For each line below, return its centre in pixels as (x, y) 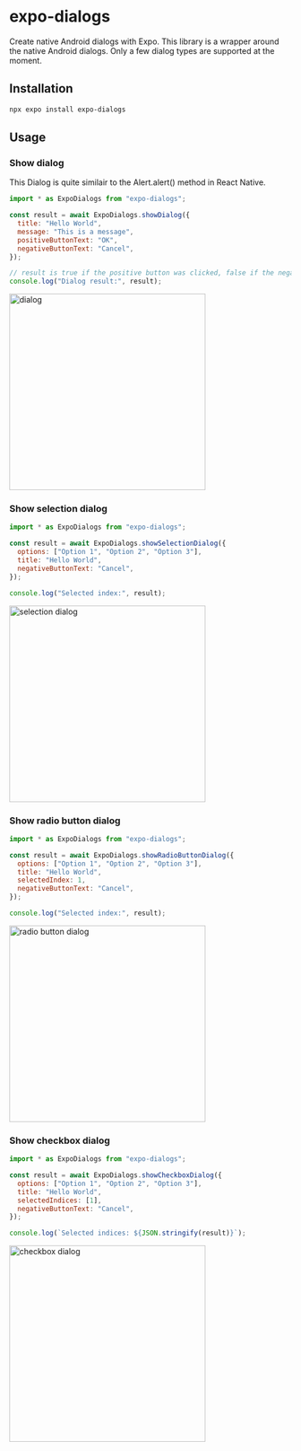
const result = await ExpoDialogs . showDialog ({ (100, 215)
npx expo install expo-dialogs (68, 110)
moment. (26, 60)
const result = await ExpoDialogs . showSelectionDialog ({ (118, 544)
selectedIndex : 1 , (52, 880)
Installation (41, 88)
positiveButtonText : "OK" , (68, 240)
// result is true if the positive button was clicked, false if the (142, 273)
